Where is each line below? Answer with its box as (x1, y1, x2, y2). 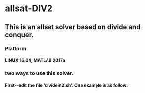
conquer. (5, 30, 34, 39)
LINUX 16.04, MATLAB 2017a (5, 57, 65, 63)
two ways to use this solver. (5, 70, 74, 77)
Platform (5, 45, 26, 52)
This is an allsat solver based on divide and (5, 23, 141, 31)
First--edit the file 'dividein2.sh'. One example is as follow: (5, 82, 128, 88)
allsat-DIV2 (5, 3, 53, 14)
